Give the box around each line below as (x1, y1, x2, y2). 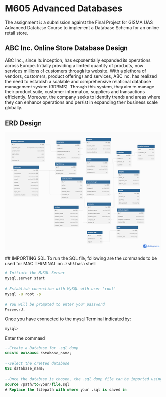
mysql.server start (5, 275, 45, 281)
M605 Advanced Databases (5, 3, 123, 14)
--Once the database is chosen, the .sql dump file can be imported (5, 377, 149, 382)
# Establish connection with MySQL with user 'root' (5, 286, 116, 291)
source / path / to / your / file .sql (5, 382, 70, 387)
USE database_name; (5, 366, 45, 371)
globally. (5, 104, 23, 110)
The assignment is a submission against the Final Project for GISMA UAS (5, 19, 153, 25)
